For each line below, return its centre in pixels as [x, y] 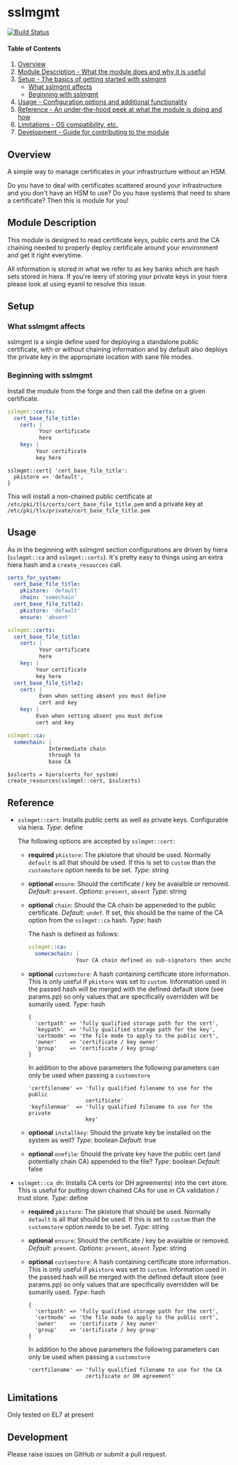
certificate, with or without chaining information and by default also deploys [118, 350]
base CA [60, 762]
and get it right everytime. [45, 255]
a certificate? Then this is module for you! [68, 200]
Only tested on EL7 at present [51, 1415]
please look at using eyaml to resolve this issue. [77, 284]
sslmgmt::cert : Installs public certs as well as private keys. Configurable [123, 820]
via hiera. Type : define [50, 827]
